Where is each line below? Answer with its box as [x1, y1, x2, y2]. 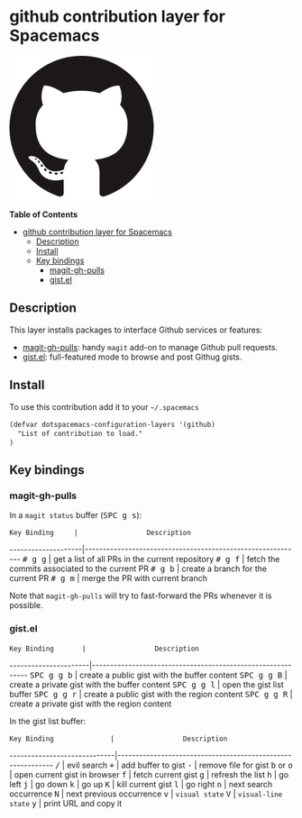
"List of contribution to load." [17, 429, 143, 438]
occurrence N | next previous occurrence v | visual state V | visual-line [9, 788, 283, 799]
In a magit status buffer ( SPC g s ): [9, 510, 142, 521]
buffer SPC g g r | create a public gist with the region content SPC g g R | [9, 688, 293, 699]
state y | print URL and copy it [9, 797, 123, 808]
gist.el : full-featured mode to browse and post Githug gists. [22, 351, 243, 362]
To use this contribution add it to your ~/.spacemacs [9, 401, 200, 412]
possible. [9, 600, 43, 611]
